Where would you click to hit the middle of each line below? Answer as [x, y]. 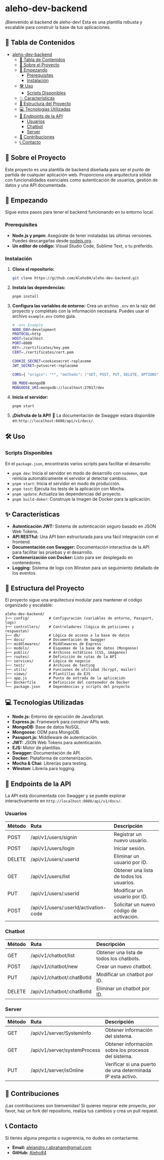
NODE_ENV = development [34, 330]
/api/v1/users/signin [54, 838]
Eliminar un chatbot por [123, 988]
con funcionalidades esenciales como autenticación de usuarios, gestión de [82, 180]
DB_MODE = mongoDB [29, 383]
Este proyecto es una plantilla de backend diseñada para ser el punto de [78, 170]
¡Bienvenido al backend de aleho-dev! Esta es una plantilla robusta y [74, 22]
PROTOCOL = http [26, 334]
